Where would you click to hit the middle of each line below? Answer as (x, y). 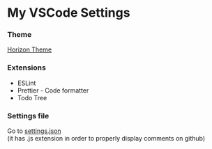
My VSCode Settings (69, 13)
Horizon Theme (30, 49)
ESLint (26, 83)
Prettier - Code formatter (53, 90)
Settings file (28, 116)
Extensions (27, 68)
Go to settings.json (34, 131)
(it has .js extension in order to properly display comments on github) (106, 139)
